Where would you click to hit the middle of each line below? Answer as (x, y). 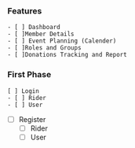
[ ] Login (24, 91)
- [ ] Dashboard (34, 28)
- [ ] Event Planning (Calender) (62, 41)
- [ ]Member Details (41, 34)
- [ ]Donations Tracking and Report (67, 55)
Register (32, 119)
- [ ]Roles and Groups (44, 48)
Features (25, 11)
